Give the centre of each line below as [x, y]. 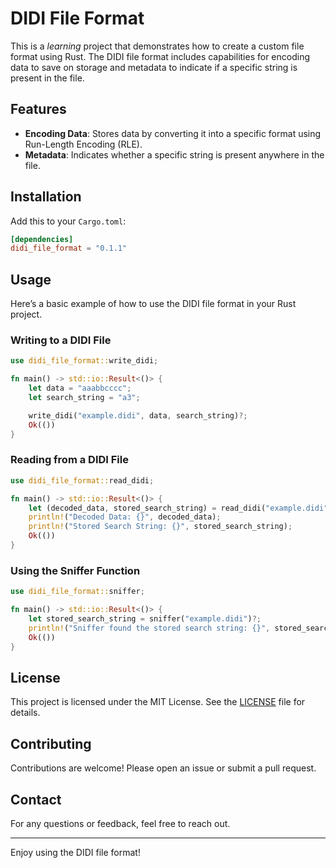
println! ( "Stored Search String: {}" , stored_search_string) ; [160, 527]
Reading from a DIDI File [69, 460]
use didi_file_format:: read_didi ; [82, 480]
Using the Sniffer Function [75, 570]
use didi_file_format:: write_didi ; [84, 361]
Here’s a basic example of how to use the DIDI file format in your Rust [153, 304]
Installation [46, 197]
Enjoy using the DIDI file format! [75, 852]
